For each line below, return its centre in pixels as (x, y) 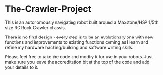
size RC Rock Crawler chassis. (36, 27)
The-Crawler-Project (48, 9)
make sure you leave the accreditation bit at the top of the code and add (77, 62)
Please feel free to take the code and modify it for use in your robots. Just (79, 56)
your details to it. (22, 67)
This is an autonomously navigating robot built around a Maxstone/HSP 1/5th (82, 22)
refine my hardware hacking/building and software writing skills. (69, 47)
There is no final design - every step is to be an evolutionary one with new (79, 37)
